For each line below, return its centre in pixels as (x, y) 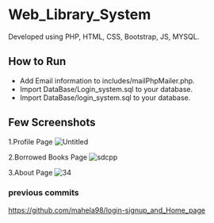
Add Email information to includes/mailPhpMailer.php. (107, 80)
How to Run (37, 62)
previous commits (44, 193)
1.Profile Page (31, 141)
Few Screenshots (52, 123)
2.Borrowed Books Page (48, 157)
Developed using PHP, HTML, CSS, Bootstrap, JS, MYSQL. (104, 37)
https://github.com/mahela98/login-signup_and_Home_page (107, 210)
